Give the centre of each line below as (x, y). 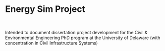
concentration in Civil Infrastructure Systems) (52, 43)
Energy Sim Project (45, 9)
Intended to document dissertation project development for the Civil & (76, 32)
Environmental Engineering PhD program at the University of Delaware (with (83, 38)
